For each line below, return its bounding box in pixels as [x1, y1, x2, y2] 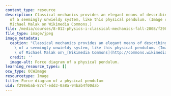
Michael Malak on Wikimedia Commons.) [10, 21, 93, 27]
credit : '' [10, 54, 33, 60]
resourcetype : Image [5, 74, 49, 79]
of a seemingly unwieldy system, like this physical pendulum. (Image [10, 17, 163, 22]
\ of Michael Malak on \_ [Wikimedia [14, 50, 90, 55]
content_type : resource [5, 7, 56, 13]
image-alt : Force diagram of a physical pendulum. [10, 59, 120, 65]
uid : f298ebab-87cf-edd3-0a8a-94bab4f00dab [5, 83, 99, 88]
